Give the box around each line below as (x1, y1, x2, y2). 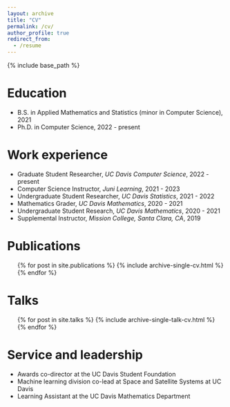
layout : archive (7, 10, 54, 17)
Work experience (7, 147, 108, 163)
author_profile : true (7, 29, 70, 37)
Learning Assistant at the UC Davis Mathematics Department (17, 392, 191, 400)
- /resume (13, 42, 41, 49)
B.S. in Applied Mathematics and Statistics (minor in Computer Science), (17, 108, 223, 116)
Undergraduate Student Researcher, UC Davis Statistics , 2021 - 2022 (17, 191, 215, 200)
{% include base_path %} (7, 61, 80, 69)
